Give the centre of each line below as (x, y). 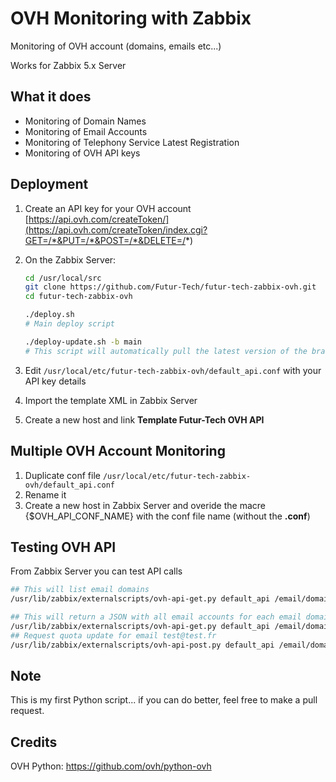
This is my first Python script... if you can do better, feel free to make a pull (164, 700)
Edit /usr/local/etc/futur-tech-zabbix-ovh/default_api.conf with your (173, 370)
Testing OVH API (63, 547)
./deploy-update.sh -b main (83, 342)
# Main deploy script (69, 324)
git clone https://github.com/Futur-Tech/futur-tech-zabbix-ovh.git (170, 287)
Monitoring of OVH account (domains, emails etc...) (116, 46)
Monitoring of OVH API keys (82, 153)
